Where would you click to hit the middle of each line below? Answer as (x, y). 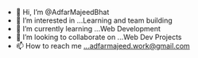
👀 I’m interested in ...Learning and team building (94, 20)
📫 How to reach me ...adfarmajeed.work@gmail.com (103, 46)
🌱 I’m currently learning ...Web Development (88, 29)
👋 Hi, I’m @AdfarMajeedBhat (62, 12)
